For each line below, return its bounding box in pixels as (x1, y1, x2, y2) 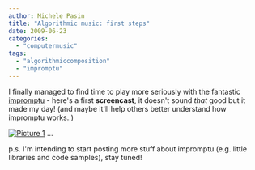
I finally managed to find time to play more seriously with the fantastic (8, 87, 241, 96)
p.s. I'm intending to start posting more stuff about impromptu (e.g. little (8, 143, 248, 154)
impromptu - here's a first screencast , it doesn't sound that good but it (8, 95, 245, 105)
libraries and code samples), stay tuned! (8, 152, 142, 162)
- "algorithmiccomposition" (15, 57, 111, 66)
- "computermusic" (15, 42, 79, 50)
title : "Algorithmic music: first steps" (8, 19, 151, 28)
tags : (8, 49, 27, 57)
